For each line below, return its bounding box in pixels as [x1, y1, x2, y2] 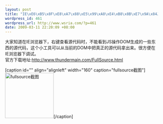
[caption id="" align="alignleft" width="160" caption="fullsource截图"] [5, 67, 146, 73]
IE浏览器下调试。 [5, 51, 39, 57]
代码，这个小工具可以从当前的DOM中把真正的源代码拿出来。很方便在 [17, 45, 156, 51]
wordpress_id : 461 [5, 16, 42, 21]
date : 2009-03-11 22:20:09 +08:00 [5, 25, 75, 30]
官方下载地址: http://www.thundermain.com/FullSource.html [5, 57, 123, 63]
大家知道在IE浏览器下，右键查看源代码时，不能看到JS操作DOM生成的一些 [5, 39, 152, 45]
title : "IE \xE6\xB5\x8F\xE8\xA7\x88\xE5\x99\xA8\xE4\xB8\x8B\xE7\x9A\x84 [5, 12, 158, 16]
